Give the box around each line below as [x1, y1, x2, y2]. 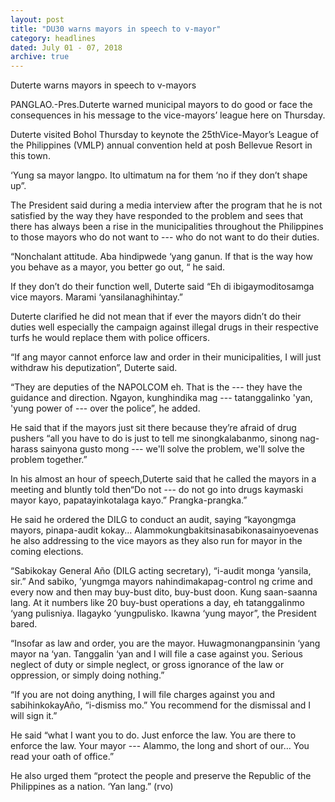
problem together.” [10, 454, 88, 466]
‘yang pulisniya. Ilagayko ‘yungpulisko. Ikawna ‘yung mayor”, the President [10, 607, 317, 620]
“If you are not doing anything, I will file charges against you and [10, 689, 276, 701]
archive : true [10, 52, 70, 62]
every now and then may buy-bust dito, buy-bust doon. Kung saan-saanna [10, 586, 318, 598]
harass [10, 443, 39, 455]
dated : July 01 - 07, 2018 [10, 42, 123, 53]
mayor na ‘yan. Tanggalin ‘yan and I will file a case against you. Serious [10, 648, 303, 660]
